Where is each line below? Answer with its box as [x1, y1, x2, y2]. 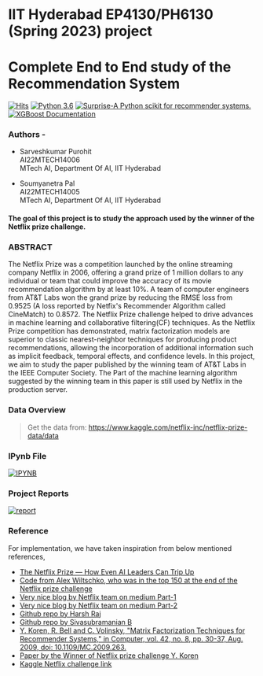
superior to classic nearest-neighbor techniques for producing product [8, 334, 237, 344]
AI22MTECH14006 [19, 155, 81, 164]
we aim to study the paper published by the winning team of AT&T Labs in [8, 360, 247, 369]
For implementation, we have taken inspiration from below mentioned [8, 543, 232, 552]
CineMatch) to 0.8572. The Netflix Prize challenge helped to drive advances [8, 309, 254, 320]
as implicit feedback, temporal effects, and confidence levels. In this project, [8, 352, 255, 361]
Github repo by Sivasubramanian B [19, 617, 132, 626]
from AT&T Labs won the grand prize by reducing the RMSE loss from [8, 293, 233, 302]
